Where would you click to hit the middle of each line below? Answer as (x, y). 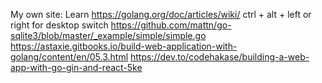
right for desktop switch (59, 25)
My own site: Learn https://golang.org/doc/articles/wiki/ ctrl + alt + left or (161, 14)
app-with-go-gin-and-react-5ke (76, 67)
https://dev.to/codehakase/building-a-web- (220, 57)
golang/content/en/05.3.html (69, 57)
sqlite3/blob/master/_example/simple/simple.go (108, 35)
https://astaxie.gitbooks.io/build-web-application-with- (124, 46)
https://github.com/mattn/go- (171, 25)
